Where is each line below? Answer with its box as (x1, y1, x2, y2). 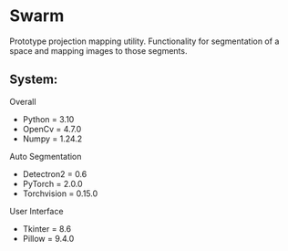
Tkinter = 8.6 (22, 223, 71, 234)
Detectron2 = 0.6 (22, 168, 87, 179)
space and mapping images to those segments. (9, 45, 188, 56)
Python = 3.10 (22, 113, 75, 124)
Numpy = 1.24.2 (22, 133, 83, 144)
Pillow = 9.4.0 (22, 233, 75, 244)
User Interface (9, 205, 64, 216)
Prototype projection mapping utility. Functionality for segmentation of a (9, 36, 280, 47)
